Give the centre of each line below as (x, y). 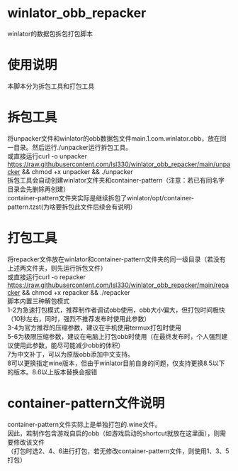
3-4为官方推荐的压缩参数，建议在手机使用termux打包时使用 (95, 327)
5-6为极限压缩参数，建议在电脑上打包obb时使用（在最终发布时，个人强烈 (114, 336)
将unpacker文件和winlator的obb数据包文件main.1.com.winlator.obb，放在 (114, 138)
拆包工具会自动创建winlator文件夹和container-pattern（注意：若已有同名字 (116, 180)
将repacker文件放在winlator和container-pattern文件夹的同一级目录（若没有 (117, 259)
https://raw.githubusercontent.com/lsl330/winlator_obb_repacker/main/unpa (119, 164)
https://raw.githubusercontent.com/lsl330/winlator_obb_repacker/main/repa (118, 285)
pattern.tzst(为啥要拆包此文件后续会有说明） (72, 207)
